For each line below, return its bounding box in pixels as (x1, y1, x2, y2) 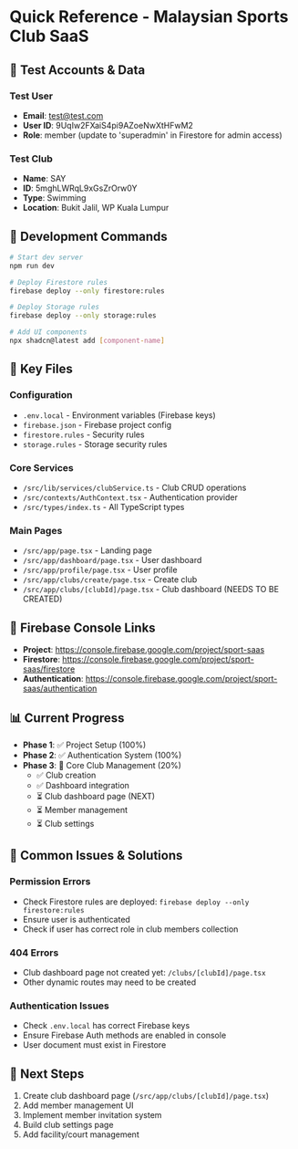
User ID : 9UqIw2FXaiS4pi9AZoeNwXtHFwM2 (22, 120, 194, 131)
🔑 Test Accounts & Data (9, 62, 146, 78)
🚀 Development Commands (9, 228, 168, 244)
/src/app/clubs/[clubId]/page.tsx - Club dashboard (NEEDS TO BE (22, 584, 280, 595)
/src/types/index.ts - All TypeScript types (22, 501, 185, 512)
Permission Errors (9, 875, 91, 888)
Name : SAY (22, 173, 67, 184)
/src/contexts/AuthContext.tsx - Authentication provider (22, 491, 239, 503)
